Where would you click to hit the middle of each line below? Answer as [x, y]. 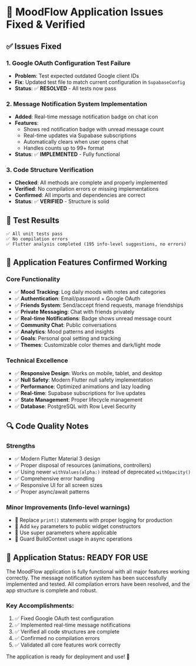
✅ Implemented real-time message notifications [72, 625]
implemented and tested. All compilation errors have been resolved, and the [98, 584]
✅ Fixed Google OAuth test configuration [64, 618]
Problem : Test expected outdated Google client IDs [77, 75]
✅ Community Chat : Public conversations [66, 325]
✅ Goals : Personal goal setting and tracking [68, 338]
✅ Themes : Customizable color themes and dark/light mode [87, 344]
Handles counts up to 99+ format [64, 148]
